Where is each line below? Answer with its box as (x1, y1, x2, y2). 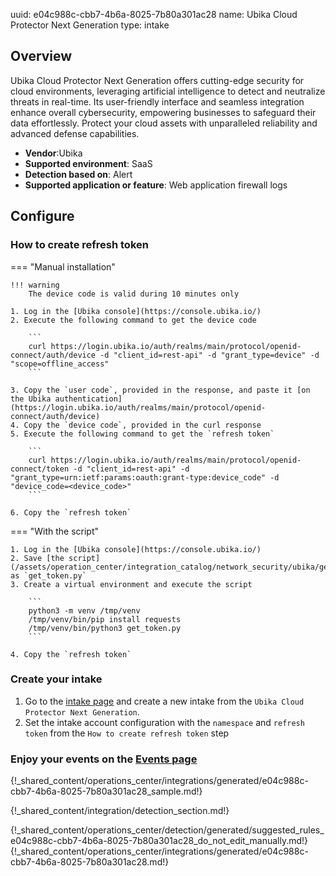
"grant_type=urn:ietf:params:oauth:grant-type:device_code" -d (10, 472, 280, 483)
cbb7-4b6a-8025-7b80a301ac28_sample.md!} (10, 785, 203, 798)
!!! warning (10, 280, 60, 290)
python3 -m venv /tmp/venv (28, 605, 141, 616)
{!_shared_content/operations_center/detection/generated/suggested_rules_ (10, 824, 325, 836)
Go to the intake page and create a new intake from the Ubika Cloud (24, 695, 305, 707)
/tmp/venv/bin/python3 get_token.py (28, 623, 182, 633)
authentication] (54, 394, 123, 404)
